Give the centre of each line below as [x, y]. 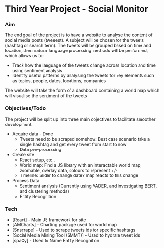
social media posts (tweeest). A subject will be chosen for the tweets [75, 40]
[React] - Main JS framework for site [49, 220]
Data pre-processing [40, 149]
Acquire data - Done [33, 134]
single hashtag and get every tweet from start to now [73, 144]
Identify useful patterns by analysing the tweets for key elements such [83, 76]
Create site [23, 154]
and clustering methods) [44, 191]
